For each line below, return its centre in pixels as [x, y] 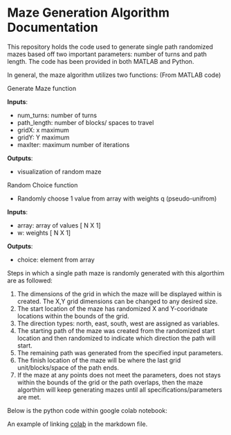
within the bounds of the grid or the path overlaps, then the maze [110, 382]
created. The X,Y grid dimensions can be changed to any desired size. [117, 301]
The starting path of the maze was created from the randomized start [116, 330]
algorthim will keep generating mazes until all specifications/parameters [120, 389]
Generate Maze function [42, 88]
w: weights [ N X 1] [44, 232]
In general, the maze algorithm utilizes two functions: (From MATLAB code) [114, 75]
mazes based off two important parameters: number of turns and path [107, 54]
